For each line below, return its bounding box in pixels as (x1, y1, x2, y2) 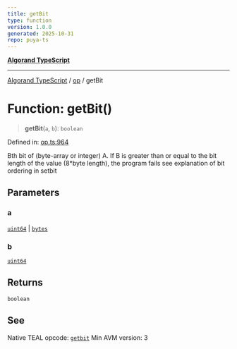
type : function (7, 17, 52, 24)
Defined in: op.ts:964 (7, 138, 69, 147)
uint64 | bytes (7, 224, 48, 233)
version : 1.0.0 (7, 23, 52, 30)
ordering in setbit (7, 166, 58, 175)
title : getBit (7, 10, 49, 18)
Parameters (7, 187, 60, 199)
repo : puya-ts (7, 37, 49, 44)
